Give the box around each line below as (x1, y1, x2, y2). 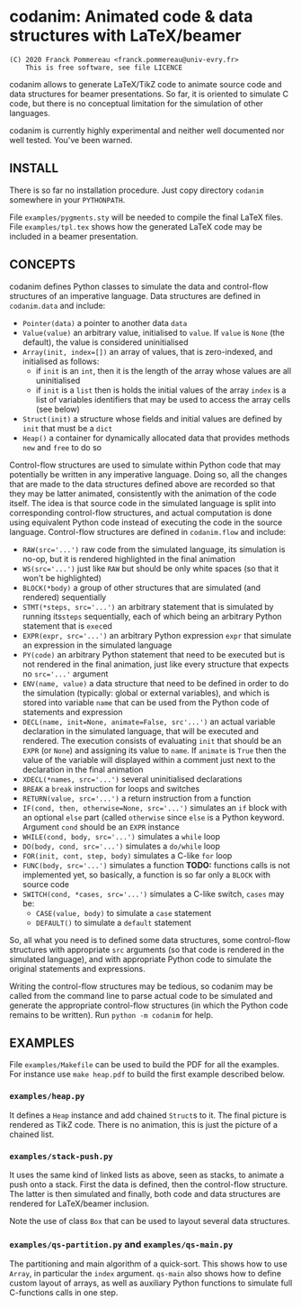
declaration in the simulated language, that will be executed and (22, 725, 259, 736)
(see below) (35, 404, 81, 414)
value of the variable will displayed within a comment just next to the (22, 754, 276, 765)
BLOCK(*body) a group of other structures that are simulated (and (22, 582, 261, 593)
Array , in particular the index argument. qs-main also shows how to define (9, 1268, 281, 1279)
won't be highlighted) (22, 572, 102, 583)
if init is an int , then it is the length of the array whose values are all (35, 365, 292, 376)
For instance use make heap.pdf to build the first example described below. (9, 1069, 286, 1080)
